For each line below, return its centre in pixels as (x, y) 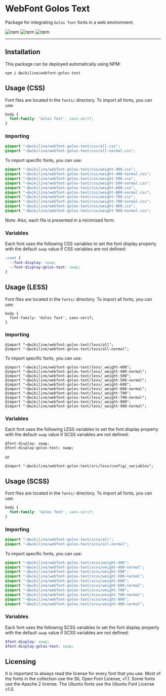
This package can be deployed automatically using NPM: (63, 64)
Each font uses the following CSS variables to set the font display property (81, 244)
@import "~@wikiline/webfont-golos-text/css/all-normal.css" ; (70, 151)
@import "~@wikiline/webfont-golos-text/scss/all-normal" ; (67, 544)
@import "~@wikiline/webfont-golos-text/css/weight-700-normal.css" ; (78, 202)
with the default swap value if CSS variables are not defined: (66, 249)
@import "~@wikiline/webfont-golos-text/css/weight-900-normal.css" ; (78, 211)
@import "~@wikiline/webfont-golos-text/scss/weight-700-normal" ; (75, 595)
